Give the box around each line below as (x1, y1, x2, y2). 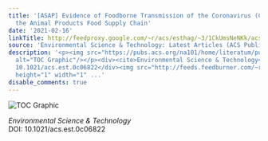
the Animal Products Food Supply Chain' (15, 19, 152, 27)
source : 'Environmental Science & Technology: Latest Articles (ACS (8, 41, 241, 49)
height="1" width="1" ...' (15, 71, 105, 79)
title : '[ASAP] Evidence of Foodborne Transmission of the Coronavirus (8, 11, 251, 20)
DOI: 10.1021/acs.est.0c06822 (8, 124, 106, 134)
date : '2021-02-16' (8, 26, 73, 34)
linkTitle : (8, 33, 45, 42)
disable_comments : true (8, 78, 88, 86)
